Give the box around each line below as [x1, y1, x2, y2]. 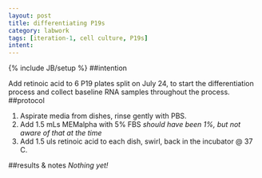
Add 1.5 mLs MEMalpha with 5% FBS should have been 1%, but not [19, 120, 241, 129]
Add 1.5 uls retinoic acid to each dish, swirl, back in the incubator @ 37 [19, 136, 253, 146]
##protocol [8, 96, 46, 105]
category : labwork [8, 26, 69, 34]
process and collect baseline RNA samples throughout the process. [8, 87, 230, 97]
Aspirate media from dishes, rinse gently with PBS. [19, 111, 187, 121]
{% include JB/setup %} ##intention [8, 63, 128, 73]
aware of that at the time [19, 129, 102, 138]
